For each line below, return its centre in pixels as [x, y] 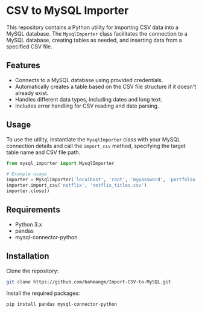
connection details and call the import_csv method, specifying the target [96, 146]
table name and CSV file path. [43, 152]
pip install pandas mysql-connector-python [62, 305]
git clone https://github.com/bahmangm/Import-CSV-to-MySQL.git [89, 282]
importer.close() [28, 191]
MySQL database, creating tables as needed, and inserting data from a [94, 40]
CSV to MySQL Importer [68, 11]
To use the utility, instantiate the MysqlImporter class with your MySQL [93, 139]
